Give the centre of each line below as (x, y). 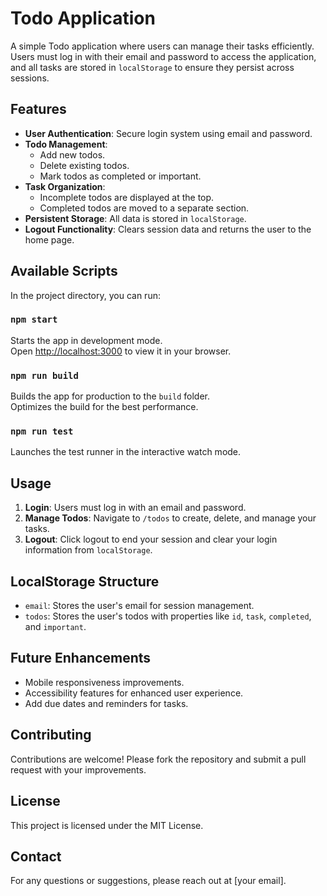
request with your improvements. (78, 769)
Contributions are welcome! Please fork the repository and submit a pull (158, 759)
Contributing (51, 735)
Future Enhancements (81, 658)
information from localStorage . (88, 550)
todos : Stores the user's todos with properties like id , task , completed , (168, 616)
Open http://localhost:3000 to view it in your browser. (121, 351)
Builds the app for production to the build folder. (110, 396)
